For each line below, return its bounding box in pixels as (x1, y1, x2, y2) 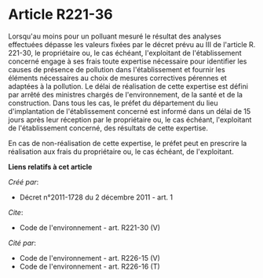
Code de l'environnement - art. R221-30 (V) (19, 222, 161, 232)
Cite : (8, 207, 24, 217)
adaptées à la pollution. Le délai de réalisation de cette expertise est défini (8, 81, 249, 91)
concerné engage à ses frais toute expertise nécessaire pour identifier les (8, 57, 247, 66)
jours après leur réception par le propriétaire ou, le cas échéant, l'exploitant (8, 115, 252, 124)
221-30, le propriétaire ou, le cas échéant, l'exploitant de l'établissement (8, 48, 242, 57)
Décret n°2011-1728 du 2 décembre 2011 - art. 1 (19, 192, 174, 202)
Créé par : (8, 177, 39, 186)
